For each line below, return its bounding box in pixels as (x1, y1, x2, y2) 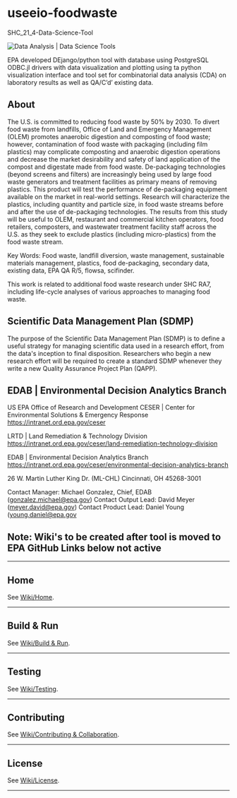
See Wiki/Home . (7, 593, 54, 601)
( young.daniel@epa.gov (7, 511, 77, 519)
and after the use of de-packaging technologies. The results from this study (7, 207, 228, 216)
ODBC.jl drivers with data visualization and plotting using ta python (7, 63, 202, 71)
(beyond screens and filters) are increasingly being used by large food (7, 169, 212, 178)
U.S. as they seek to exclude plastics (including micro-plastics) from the (7, 230, 217, 238)
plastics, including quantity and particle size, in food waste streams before (7, 200, 224, 208)
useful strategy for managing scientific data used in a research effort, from (7, 341, 224, 350)
